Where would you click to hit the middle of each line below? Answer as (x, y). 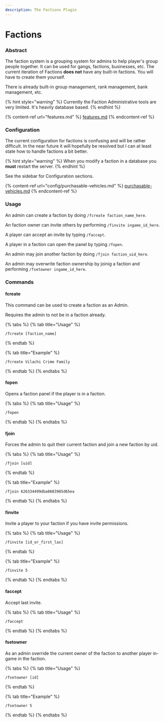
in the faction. (32, 658)
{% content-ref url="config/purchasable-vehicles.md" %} (64, 186)
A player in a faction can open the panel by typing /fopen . (64, 244)
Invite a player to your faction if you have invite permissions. (67, 524)
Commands (19, 282)
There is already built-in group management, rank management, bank (77, 87)
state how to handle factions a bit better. (47, 151)
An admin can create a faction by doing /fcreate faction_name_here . (76, 215)
